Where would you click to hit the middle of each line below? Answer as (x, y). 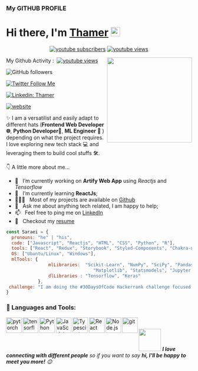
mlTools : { (25, 259)
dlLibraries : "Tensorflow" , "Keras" (95, 276)
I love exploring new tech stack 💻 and (52, 144)
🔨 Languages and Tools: (41, 308)
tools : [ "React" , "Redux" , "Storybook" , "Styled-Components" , (89, 249)
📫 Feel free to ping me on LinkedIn (59, 212)
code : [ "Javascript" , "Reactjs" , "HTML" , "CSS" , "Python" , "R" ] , (93, 243)
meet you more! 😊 (29, 362)
